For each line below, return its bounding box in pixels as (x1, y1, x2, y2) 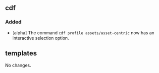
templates (5, 49, 37, 58)
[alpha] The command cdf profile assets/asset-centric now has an (12, 29, 155, 36)
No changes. (5, 62, 31, 68)
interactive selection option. (12, 35, 69, 41)
